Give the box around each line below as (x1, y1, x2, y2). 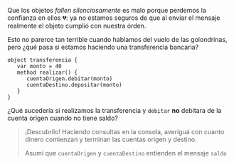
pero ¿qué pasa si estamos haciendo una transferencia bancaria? (7, 43, 199, 51)
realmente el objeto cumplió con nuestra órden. (7, 21, 147, 30)
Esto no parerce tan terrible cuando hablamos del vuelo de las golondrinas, (7, 35, 228, 43)
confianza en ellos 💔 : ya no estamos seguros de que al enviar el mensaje (7, 13, 220, 22)
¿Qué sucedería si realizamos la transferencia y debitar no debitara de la (7, 106, 222, 114)
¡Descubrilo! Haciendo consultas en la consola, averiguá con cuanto (24, 128, 225, 136)
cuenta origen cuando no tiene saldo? (7, 114, 119, 122)
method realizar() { (16, 69, 78, 76)
